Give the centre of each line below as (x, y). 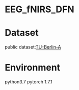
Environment (33, 68)
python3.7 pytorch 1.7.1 (29, 82)
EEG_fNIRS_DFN (39, 9)
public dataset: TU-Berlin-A (33, 47)
